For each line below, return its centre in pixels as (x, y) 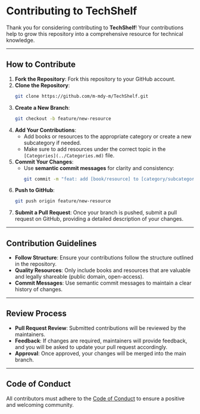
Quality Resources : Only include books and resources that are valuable (103, 270)
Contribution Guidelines (51, 243)
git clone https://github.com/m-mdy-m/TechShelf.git (82, 96)
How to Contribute (41, 65)
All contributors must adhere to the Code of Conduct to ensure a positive (96, 398)
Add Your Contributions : (45, 130)
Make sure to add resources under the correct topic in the (95, 149)
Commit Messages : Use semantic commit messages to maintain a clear (103, 283)
